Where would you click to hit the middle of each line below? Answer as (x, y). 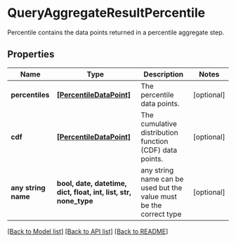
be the (151, 205)
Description (164, 74)
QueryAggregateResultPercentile (106, 13)
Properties (31, 54)
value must (159, 196)
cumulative (159, 123)
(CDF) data (159, 150)
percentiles (30, 95)
